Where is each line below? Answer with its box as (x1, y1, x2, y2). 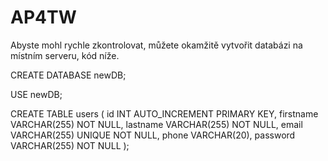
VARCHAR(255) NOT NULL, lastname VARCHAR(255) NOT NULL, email (10, 118, 303, 130)
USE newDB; (10, 88, 63, 100)
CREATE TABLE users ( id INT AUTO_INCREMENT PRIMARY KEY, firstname (10, 107, 319, 120)
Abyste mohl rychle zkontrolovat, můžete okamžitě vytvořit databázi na (10, 39, 303, 51)
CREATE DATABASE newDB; (10, 69, 127, 81)
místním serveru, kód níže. (10, 49, 120, 61)
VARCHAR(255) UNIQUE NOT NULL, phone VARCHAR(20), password (10, 129, 296, 141)
